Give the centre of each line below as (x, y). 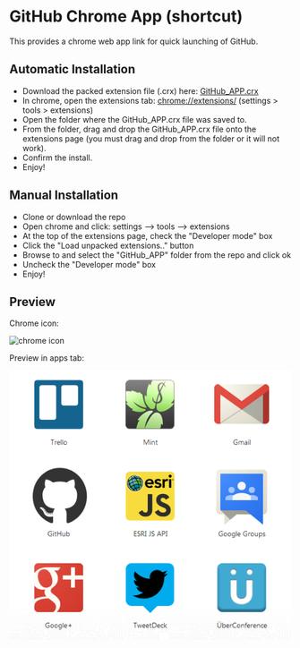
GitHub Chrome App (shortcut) (126, 17)
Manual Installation (64, 196)
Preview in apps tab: (47, 358)
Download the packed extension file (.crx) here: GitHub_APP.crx (140, 90)
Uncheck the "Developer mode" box (89, 264)
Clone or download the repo (74, 217)
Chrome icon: (34, 323)
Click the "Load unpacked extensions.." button (108, 245)
